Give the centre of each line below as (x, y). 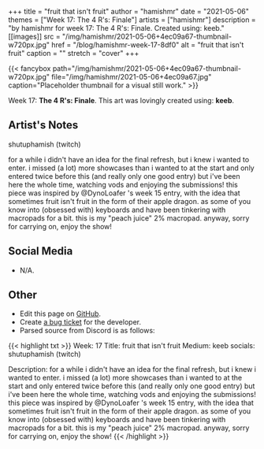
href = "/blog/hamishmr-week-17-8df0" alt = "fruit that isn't (147, 45)
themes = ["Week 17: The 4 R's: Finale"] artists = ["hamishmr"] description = (132, 20)
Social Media (41, 251)
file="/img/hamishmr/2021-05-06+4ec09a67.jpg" (131, 77)
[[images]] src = (34, 36)
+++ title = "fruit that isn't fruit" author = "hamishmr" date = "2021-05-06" (129, 11)
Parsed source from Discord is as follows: (87, 331)
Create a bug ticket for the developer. (80, 322)
